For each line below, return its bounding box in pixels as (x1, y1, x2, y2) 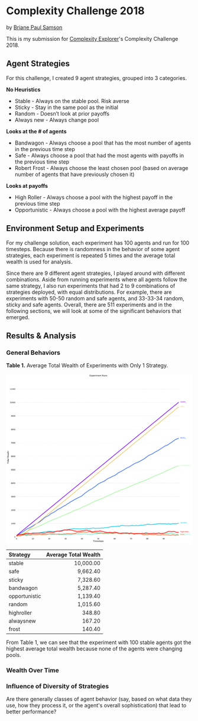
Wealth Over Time (6, 666, 59, 674)
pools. (6, 651, 22, 658)
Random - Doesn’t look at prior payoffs (14, 110, 110, 117)
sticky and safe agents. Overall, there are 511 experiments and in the (6, 301, 173, 308)
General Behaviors (6, 348, 61, 357)
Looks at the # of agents (6, 127, 67, 134)
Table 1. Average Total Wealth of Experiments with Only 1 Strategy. (6, 362, 168, 369)
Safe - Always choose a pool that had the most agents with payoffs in (14, 152, 184, 159)
